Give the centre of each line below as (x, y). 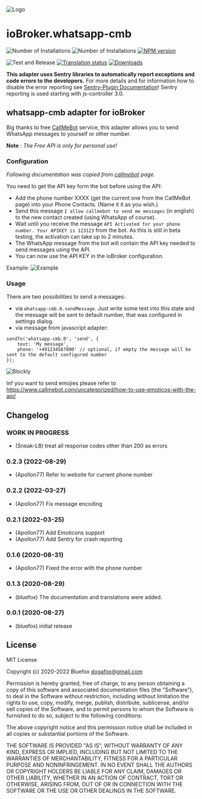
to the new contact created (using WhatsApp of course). (86, 217)
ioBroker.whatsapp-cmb (69, 34)
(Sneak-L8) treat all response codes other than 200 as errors (91, 446)
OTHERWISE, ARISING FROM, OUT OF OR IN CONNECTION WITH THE (95, 784)
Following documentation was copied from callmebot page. (81, 175)
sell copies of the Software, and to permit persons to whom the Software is (100, 709)
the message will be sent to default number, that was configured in (99, 315)
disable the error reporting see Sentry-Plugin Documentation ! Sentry (92, 87)
